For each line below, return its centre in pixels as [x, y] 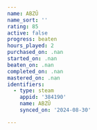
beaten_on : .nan [30, 65]
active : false [28, 33]
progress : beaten [32, 39]
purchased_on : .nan [35, 53]
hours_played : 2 [30, 46]
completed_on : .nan [35, 71]
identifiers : [26, 84]
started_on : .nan [32, 59]
